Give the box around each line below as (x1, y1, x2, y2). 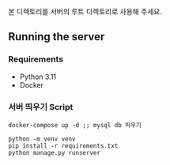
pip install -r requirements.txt (8, 141, 119, 150)
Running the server (8, 30, 105, 43)
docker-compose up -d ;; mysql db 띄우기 (8, 121, 142, 129)
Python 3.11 (19, 72, 57, 81)
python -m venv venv (8, 135, 77, 143)
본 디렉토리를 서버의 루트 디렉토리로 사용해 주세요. (8, 7, 163, 16)
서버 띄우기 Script (8, 101, 74, 112)
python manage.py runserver (8, 148, 101, 156)
